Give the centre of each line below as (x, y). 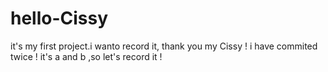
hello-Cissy (59, 18)
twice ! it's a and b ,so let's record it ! (86, 56)
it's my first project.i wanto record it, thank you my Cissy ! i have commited (164, 46)
